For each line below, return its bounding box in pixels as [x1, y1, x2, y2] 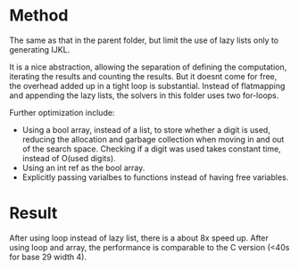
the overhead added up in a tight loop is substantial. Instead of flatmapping [9, 80, 286, 91]
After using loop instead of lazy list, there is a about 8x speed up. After [9, 233, 270, 243]
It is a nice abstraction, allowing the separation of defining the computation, [9, 61, 287, 72]
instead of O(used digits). [21, 152, 116, 163]
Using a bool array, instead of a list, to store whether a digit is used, [21, 124, 270, 135]
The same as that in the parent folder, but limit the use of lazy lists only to [9, 35, 279, 45]
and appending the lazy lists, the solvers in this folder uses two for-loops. [9, 90, 279, 101]
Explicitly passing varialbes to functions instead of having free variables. [21, 171, 289, 183]
